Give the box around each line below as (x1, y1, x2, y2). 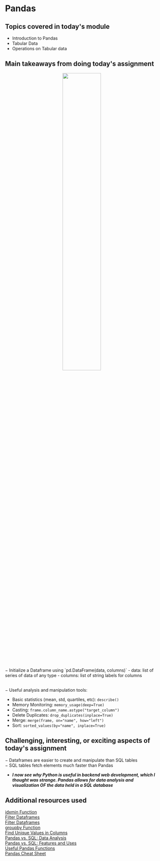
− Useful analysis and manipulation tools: (5, 687, 88, 693)
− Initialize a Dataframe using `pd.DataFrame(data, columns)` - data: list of (5, 667, 154, 673)
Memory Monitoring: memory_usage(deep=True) (12, 701, 105, 707)
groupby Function (5, 825, 40, 831)
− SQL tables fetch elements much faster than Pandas (5, 762, 113, 768)
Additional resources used (5, 796, 87, 805)
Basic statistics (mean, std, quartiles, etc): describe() (12, 696, 119, 702)
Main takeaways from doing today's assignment (5, 60, 154, 68)
